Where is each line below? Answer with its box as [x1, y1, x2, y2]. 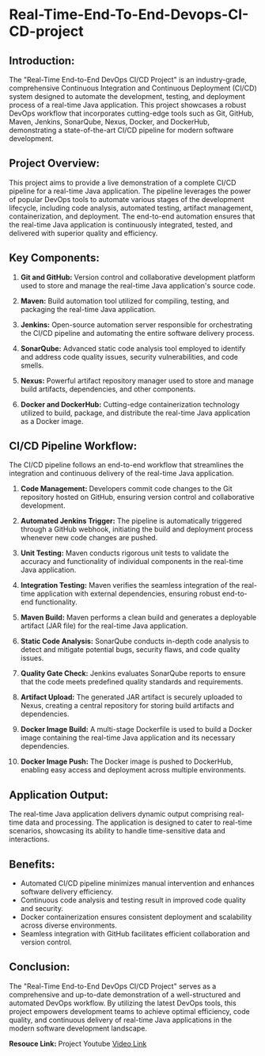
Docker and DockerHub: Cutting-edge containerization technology [20, 399, 240, 409]
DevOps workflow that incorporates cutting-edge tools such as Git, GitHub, [9, 109, 254, 118]
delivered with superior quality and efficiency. [9, 228, 158, 238]
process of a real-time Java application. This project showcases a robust [9, 101, 247, 109]
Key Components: [9, 251, 100, 265]
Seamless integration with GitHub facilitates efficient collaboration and [20, 929, 250, 939]
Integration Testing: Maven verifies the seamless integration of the [20, 581, 240, 590]
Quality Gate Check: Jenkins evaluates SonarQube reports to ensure [20, 669, 246, 678]
